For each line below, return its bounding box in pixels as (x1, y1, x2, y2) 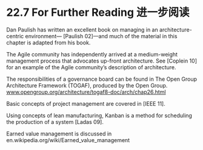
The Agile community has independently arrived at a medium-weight (6, 50, 178, 58)
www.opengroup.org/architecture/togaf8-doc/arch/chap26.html (6, 88, 166, 95)
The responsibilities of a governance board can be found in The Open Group (6, 75, 198, 83)
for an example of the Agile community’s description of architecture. (6, 63, 177, 70)
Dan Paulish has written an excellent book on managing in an (6, 26, 159, 33)
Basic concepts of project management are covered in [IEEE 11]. (6, 100, 165, 107)
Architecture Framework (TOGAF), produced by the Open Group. (6, 81, 168, 89)
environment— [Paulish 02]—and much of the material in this (25, 32, 178, 39)
